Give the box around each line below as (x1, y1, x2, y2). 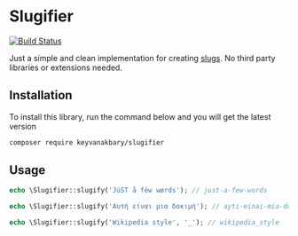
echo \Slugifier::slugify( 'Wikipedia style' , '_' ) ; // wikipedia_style (9, 218, 279, 227)
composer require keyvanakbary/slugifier (9, 138, 165, 147)
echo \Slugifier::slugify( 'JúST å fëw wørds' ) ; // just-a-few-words (9, 186, 268, 195)
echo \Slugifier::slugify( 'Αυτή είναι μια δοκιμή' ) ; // (9, 202, 220, 211)
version (9, 121, 37, 131)
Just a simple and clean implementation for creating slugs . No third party (9, 52, 276, 63)
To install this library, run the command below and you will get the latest (9, 111, 271, 122)
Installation (9, 88, 73, 103)
